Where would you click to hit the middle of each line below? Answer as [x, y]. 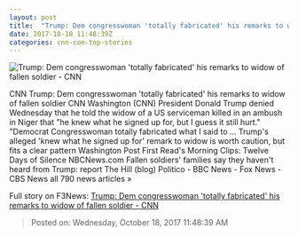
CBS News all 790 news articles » [71, 179]
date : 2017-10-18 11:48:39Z [61, 34]
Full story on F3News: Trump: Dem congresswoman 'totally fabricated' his [145, 196]
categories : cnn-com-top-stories [71, 42]
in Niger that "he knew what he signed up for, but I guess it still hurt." [135, 122]
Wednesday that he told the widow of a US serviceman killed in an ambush [146, 113]
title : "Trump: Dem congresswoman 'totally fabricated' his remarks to [146, 26]
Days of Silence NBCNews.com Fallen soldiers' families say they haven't [141, 160]
